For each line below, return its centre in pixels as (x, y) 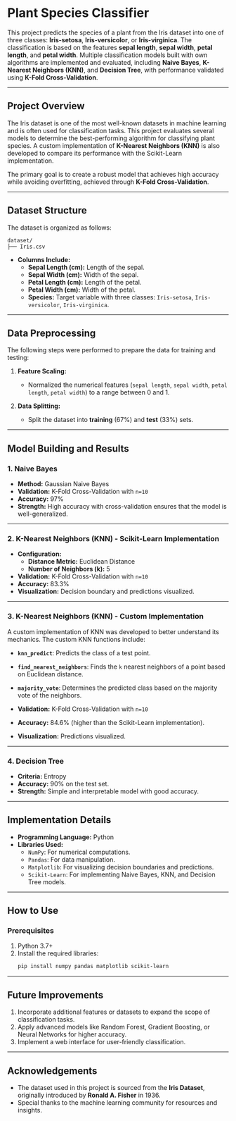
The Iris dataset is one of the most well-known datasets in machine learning (117, 123)
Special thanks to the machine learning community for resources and (117, 1102)
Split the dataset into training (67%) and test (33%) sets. (111, 420)
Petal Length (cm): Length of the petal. (85, 282)
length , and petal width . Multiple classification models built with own (107, 55)
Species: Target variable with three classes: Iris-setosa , (111, 297)
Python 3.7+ (35, 946)
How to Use (33, 911)
